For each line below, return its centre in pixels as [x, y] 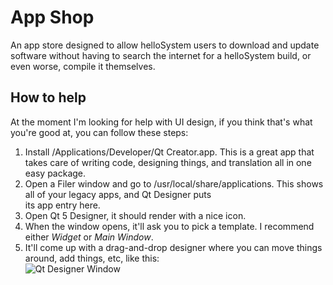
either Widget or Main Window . [89, 237]
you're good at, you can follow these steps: [99, 132]
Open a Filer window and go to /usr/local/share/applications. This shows [174, 183]
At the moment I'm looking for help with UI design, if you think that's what [161, 122]
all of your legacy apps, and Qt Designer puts [118, 194]
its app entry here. [62, 205]
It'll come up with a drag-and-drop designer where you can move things [173, 247]
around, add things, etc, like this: [92, 258]
